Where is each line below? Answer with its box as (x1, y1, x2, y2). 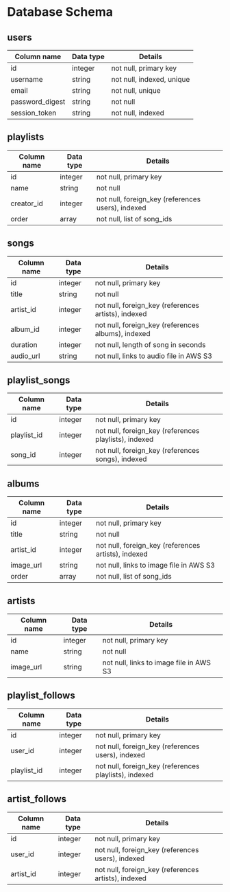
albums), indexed (94, 328, 151, 338)
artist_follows (7, 793, 67, 805)
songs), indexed (95, 454, 147, 464)
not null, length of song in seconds (94, 339, 206, 349)
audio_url (10, 351, 40, 361)
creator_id (10, 199, 43, 208)
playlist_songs (7, 375, 71, 386)
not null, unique (111, 86, 161, 95)
